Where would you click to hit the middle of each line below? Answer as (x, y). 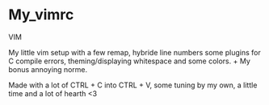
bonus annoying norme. (48, 69)
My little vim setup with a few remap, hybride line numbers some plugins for (134, 52)
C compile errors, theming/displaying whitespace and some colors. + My (129, 61)
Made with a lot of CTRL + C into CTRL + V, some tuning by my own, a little (133, 85)
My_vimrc (41, 15)
